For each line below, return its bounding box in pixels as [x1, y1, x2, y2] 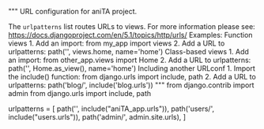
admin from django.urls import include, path [8, 89, 152, 98]
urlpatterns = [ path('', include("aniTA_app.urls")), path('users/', [8, 104, 215, 113]
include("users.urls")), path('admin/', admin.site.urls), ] [8, 112, 187, 121]
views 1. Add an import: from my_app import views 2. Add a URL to [8, 39, 225, 48]
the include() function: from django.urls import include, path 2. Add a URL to [8, 72, 257, 81]
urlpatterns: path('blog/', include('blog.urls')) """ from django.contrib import [8, 80, 255, 90]
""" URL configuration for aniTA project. [8, 7, 138, 16]
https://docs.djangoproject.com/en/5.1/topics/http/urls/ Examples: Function [8, 31, 253, 39]
